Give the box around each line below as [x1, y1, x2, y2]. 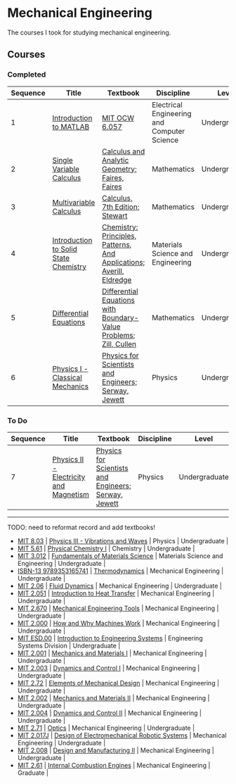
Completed [7, 70, 46, 80]
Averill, [101, 266, 124, 276]
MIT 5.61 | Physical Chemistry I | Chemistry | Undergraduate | [17, 544, 195, 552]
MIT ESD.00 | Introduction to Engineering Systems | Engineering [17, 633, 203, 642]
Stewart [101, 210, 128, 220]
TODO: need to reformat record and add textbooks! [7, 523, 156, 531]
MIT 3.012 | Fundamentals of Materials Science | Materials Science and [17, 551, 223, 560]
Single [52, 155, 74, 165]
